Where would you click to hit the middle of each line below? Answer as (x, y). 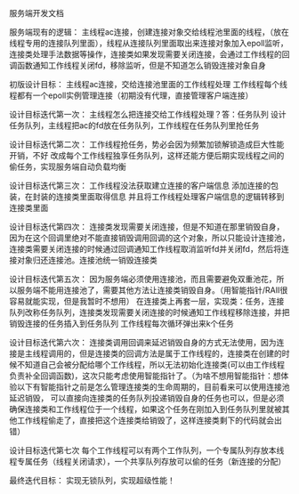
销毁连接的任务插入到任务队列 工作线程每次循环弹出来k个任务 (121, 324)
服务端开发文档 (36, 13)
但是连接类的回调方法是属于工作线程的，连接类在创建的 (180, 353)
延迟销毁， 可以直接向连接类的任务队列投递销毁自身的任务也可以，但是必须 (147, 398)
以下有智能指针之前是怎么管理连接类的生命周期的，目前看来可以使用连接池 (153, 387)
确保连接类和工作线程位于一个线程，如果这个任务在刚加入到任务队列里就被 (145, 409)
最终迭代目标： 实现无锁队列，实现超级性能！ (92, 480)
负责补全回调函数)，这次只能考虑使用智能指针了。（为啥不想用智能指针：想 (145, 376)
